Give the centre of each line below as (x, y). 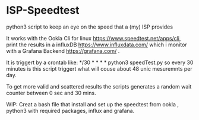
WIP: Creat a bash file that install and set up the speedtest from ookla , (93, 104)
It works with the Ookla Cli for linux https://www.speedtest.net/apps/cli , (94, 38)
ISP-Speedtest (43, 10)
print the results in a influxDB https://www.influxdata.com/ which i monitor (97, 45)
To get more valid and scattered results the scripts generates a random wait (99, 86)
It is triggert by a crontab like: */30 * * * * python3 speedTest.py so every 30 (100, 62)
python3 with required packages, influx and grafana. (70, 110)
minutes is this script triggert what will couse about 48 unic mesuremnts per (99, 68)
